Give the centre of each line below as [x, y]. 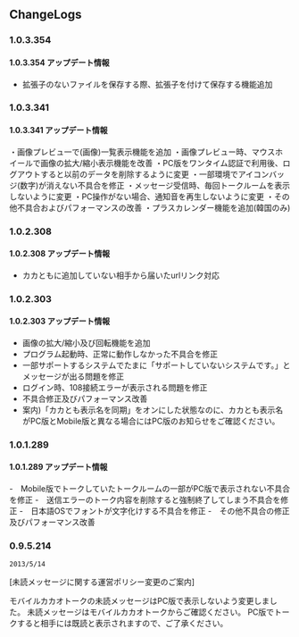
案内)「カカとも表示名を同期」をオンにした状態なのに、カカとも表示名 [153, 409]
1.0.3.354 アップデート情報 [59, 63]
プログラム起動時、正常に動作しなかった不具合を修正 [120, 354]
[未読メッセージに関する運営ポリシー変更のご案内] [102, 582]
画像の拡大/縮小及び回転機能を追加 [86, 342]
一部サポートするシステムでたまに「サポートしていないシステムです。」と [156, 365]
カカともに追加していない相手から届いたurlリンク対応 [121, 275]
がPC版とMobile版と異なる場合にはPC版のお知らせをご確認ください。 [151, 421]
